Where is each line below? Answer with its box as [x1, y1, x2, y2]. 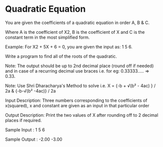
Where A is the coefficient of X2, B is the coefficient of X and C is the [5, 29, 145, 35]
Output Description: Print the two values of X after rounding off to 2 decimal [5, 112, 159, 118]
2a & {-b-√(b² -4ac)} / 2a [5, 88, 56, 94]
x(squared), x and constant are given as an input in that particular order [5, 102, 150, 108]
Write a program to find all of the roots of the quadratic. [5, 53, 117, 59]
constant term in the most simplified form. [5, 34, 90, 40]
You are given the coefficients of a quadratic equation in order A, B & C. [5, 20, 150, 25]
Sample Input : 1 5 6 [5, 126, 45, 133]
